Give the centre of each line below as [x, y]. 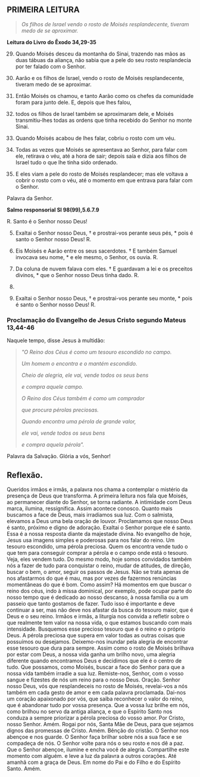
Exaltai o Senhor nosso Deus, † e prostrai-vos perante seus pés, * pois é [104, 233]
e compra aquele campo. [52, 387]
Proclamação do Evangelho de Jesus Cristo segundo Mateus [96, 320]
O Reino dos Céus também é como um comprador [83, 398]
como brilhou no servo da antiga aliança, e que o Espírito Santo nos [90, 711]
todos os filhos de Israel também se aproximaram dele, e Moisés [95, 113]
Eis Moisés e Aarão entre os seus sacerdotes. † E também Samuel [96, 251]
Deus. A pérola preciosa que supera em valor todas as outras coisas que [96, 635]
